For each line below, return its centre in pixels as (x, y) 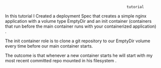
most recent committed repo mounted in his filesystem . (61, 60)
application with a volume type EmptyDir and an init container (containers (78, 21)
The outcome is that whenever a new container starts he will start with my (79, 55)
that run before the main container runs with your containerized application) (81, 26)
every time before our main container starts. (49, 46)
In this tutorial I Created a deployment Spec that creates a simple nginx (76, 16)
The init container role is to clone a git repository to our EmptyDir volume (78, 41)
